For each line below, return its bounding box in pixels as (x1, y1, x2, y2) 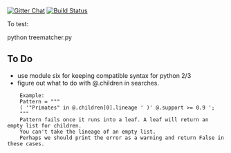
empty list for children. (7, 122, 82, 129)
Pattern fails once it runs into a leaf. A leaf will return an (19, 116, 209, 123)
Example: (19, 92, 45, 99)
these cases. (7, 140, 45, 147)
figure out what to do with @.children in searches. (17, 79, 160, 87)
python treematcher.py (7, 33, 73, 41)
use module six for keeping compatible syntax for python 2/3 (17, 71, 192, 79)
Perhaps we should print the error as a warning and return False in (19, 134, 225, 141)
